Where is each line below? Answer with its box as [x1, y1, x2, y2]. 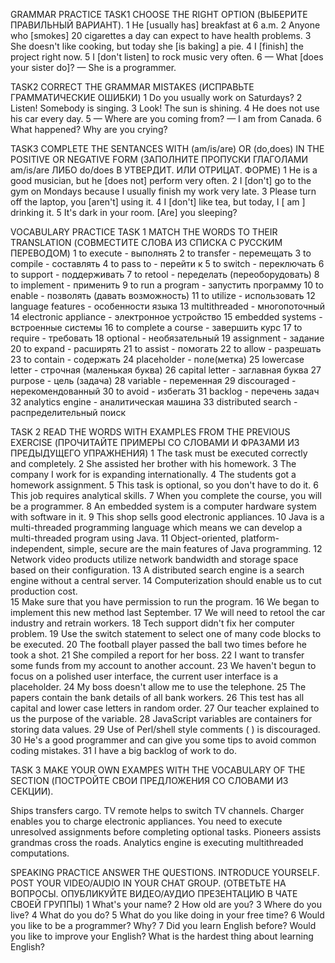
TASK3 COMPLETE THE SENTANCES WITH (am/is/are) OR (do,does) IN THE [10, 143, 325, 154]
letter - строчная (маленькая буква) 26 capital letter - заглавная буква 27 [10, 364, 322, 376]
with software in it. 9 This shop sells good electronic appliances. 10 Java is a [10, 511, 325, 523]
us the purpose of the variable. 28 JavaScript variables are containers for [10, 713, 313, 724]
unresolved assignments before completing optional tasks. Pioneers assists [10, 826, 322, 838]
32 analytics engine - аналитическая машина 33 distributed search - [10, 396, 298, 408]
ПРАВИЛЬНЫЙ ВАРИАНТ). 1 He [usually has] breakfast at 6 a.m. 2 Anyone [10, 19, 321, 31]
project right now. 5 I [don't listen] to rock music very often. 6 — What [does [10, 51, 324, 63]
